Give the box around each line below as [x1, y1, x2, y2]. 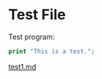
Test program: [8, 32, 55, 41]
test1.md [8, 61, 37, 71]
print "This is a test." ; [8, 47, 95, 55]
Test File [8, 6, 67, 24]
